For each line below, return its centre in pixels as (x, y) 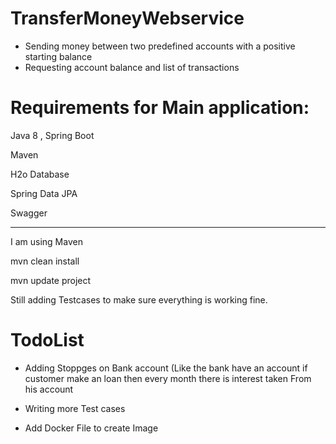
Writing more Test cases (75, 408)
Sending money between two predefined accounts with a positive (160, 46)
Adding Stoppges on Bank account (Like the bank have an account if (166, 368)
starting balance (58, 56)
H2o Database (40, 174)
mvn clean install (45, 261)
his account (49, 389)
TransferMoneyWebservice (127, 18)
